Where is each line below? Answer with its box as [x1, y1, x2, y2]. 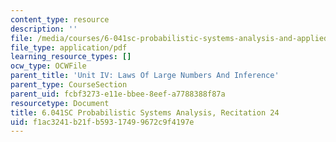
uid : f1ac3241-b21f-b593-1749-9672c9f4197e [10, 117, 195, 127]
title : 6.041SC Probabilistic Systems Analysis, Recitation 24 [10, 107, 280, 118]
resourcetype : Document [10, 98, 110, 108]
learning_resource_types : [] [10, 52, 132, 62]
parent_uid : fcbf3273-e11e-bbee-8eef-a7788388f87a [10, 89, 226, 99]
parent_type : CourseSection [10, 80, 128, 90]
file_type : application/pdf [10, 42, 128, 53]
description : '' [10, 24, 78, 34]
